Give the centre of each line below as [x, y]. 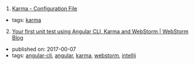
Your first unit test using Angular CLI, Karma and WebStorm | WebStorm [100, 31]
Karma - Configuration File [44, 9]
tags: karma [27, 20]
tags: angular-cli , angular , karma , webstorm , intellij [74, 55]
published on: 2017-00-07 [44, 49]
